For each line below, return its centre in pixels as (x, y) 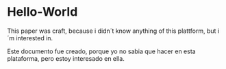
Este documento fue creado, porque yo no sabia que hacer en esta (102, 51)
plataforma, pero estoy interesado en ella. (66, 58)
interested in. (35, 38)
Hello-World (42, 12)
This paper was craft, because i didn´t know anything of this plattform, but (112, 31)
